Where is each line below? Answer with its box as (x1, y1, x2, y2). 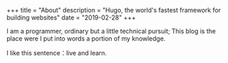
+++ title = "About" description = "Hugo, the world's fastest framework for (6, 6, 221, 14)
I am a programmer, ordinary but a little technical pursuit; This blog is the (6, 27, 216, 35)
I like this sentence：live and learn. (6, 49, 107, 57)
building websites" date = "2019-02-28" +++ (6, 13, 136, 22)
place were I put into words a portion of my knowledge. (6, 34, 166, 43)
